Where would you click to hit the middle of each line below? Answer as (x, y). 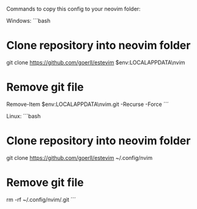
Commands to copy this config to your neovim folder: (73, 9)
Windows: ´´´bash (28, 21)
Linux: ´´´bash (24, 116)
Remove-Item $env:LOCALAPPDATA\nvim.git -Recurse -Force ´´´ (88, 104)
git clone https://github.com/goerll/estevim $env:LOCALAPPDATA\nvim (96, 62)
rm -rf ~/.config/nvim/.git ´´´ (41, 199)
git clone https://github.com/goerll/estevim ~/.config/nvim (80, 158)
